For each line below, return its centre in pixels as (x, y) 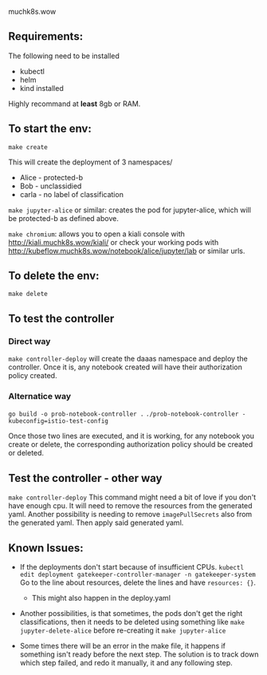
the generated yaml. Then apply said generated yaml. (96, 523)
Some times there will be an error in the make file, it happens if (122, 646)
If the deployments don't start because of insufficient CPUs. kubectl (132, 567)
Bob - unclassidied (51, 186)
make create (28, 147)
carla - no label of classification (71, 194)
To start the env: (50, 129)
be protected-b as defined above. (64, 218)
